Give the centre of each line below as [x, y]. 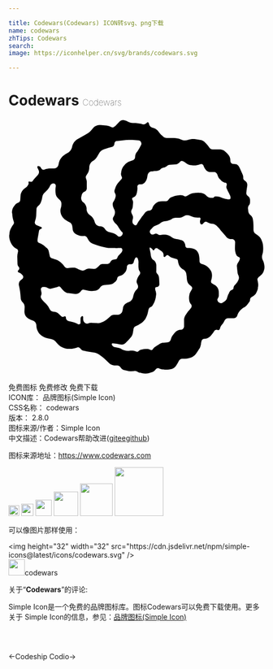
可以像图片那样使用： [44, 530]
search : [22, 46]
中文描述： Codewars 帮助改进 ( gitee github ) [79, 438]
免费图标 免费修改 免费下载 [53, 388]
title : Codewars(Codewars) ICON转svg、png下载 [86, 23]
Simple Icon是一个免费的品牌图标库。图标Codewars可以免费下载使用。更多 [134, 607]
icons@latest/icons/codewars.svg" [67, 555]
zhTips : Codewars [38, 38]
